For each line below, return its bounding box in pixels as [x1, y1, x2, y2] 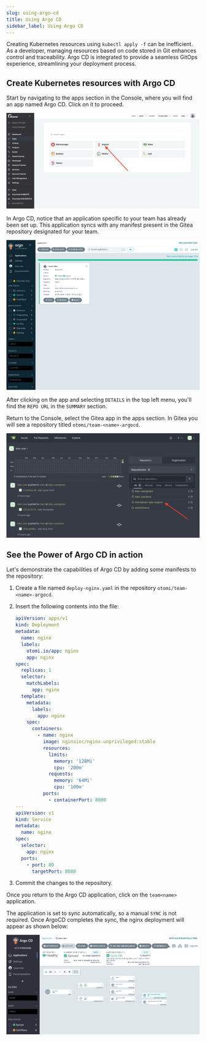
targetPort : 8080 [31, 868, 77, 874]
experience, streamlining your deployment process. [6, 60, 137, 68]
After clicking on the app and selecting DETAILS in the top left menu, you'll [6, 396, 192, 403]
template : [21, 693, 46, 699]
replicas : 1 [21, 667, 51, 674]
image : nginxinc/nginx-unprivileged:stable [42, 739, 156, 745]
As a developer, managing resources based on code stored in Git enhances [6, 47, 197, 55]
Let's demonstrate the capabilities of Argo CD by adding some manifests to [6, 566, 196, 573]
